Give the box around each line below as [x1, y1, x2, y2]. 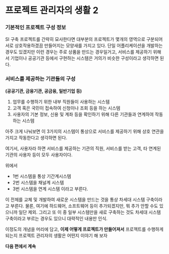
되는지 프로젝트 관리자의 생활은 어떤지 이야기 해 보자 [5, 232, 107, 238]
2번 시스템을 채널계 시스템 [12, 179, 64, 185]
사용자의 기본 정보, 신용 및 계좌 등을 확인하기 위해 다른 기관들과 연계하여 [12, 111, 154, 117]
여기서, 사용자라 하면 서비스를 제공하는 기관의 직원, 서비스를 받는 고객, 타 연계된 [5, 145, 161, 151]
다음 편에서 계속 [5, 243, 36, 249]
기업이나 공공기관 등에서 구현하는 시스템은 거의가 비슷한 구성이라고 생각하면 [10, 55, 159, 61]
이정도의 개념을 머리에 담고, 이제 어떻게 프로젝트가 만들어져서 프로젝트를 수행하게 [5, 226, 164, 232]
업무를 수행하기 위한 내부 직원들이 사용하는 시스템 [12, 98, 110, 105]
